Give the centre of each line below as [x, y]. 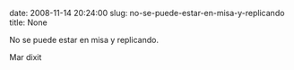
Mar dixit [26, 57]
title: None [28, 22]
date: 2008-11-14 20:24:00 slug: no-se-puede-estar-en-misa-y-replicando [147, 13]
